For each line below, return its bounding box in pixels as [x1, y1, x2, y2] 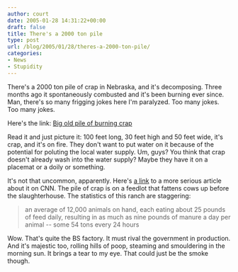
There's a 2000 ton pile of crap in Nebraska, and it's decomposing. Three [7, 82, 222, 91]
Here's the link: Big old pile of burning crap [7, 118, 132, 127]
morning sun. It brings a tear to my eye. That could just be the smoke [7, 249, 209, 257]
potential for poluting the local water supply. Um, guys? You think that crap [7, 147, 225, 156]
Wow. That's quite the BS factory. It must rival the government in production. [7, 234, 231, 242]
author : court [7, 10, 50, 18]
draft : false [7, 23, 46, 30]
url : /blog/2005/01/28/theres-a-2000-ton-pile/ [7, 43, 151, 50]
